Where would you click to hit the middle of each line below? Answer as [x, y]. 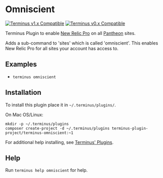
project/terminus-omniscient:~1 [39, 133]
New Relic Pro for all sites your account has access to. [62, 48]
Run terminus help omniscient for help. [47, 170]
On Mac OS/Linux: [24, 115]
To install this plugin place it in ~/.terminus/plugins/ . [61, 104]
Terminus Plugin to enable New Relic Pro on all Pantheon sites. [70, 33]
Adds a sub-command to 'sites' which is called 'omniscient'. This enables [82, 43]
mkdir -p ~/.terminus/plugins [37, 124]
